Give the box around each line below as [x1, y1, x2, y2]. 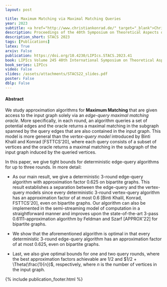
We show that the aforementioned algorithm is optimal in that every [12, 230, 150, 236]
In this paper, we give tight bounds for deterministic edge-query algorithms [5, 159, 159, 165]
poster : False [5, 76, 35, 81]
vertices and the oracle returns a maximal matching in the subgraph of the [5, 144, 157, 150]
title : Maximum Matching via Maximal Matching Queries [5, 16, 121, 21]
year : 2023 [5, 21, 28, 26]
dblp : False [5, 81, 30, 86]
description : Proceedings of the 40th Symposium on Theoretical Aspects [5, 30, 159, 35]
